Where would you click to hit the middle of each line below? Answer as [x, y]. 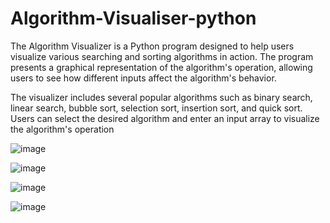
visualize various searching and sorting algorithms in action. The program [162, 56]
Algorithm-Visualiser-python [133, 18]
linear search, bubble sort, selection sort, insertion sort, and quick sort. [156, 108]
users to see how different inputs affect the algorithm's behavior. [143, 78]
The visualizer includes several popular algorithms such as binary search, [161, 97]
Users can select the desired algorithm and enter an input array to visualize [165, 118]
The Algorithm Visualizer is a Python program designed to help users [152, 46]
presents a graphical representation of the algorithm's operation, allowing [161, 67]
